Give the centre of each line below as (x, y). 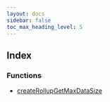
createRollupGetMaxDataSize (60, 91)
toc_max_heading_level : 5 (44, 27)
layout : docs (26, 14)
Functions (24, 75)
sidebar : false (29, 20)
